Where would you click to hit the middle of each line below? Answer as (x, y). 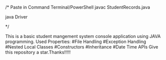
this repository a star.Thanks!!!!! (38, 52)
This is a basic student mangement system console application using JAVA (83, 36)
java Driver (16, 17)
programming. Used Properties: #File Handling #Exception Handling (76, 41)
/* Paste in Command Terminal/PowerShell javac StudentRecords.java (78, 7)
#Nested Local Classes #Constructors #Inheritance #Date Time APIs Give (82, 47)
